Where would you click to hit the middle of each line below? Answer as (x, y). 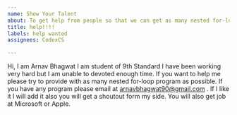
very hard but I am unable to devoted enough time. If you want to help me (114, 74)
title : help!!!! (31, 27)
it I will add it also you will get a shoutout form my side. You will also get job (117, 97)
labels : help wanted (38, 34)
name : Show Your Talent (42, 14)
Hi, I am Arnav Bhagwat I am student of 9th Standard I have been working (114, 66)
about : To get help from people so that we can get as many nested (109, 20)
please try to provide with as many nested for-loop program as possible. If (115, 81)
